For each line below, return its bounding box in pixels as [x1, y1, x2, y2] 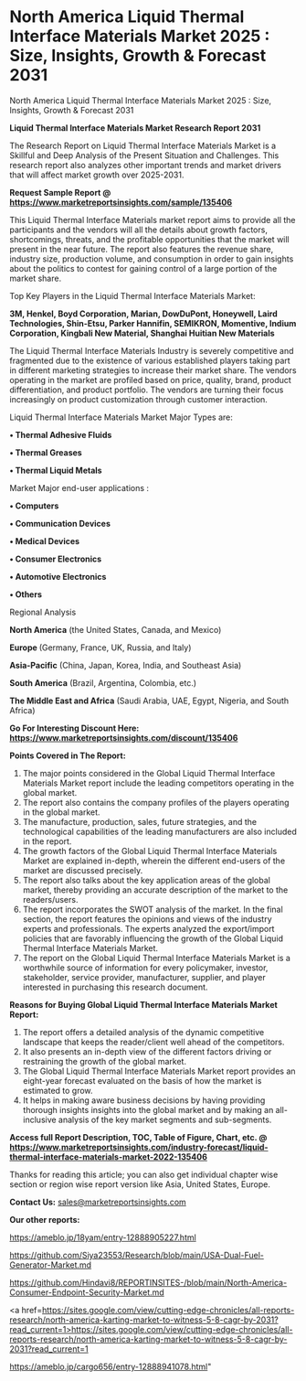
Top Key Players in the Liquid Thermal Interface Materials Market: [9, 290, 256, 301]
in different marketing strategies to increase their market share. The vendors [9, 364, 297, 376]
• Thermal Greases [9, 446, 82, 458]
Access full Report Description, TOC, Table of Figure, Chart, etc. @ [9, 1131, 268, 1142]
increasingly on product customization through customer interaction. [9, 393, 268, 404]
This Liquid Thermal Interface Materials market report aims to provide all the [9, 214, 296, 225]
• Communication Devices [9, 518, 111, 529]
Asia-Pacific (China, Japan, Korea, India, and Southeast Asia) [9, 659, 242, 670]
